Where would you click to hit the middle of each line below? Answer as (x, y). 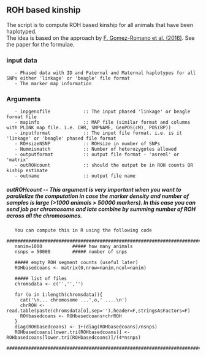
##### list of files (41, 279)
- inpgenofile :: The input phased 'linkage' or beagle (102, 112)
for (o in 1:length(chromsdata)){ (59, 295)
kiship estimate (27, 171)
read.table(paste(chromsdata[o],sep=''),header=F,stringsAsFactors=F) (98, 311)
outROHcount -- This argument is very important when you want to (94, 190)
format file (21, 117)
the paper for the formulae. (40, 44)
